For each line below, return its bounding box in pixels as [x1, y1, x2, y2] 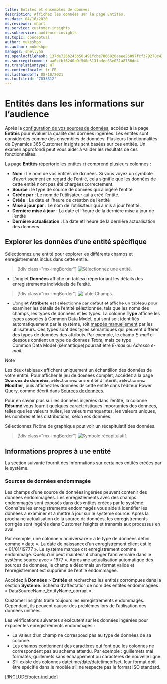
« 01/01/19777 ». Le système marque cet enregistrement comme [5, 546, 137, 552]
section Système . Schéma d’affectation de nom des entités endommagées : [5, 582, 161, 588]
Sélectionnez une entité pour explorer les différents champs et [5, 251, 133, 257]
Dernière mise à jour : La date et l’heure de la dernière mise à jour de [12, 207, 154, 214]
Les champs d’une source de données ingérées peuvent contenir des [5, 489, 147, 495]
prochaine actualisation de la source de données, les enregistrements [5, 515, 148, 522]
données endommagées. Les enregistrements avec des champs [5, 494, 137, 500]
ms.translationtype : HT [5, 63, 55, 68]
